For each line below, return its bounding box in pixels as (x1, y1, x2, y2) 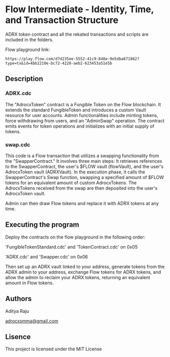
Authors (5, 294, 32, 303)
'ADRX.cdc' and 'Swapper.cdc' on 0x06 (5, 253, 88, 260)
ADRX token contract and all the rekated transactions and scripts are (5, 31, 149, 37)
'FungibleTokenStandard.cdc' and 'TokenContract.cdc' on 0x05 (5, 244, 138, 250)
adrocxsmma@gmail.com (5, 318, 58, 324)
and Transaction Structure (5, 14, 119, 26)
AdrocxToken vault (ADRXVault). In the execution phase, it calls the (5, 169, 146, 175)
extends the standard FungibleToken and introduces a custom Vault (5, 107, 146, 113)
